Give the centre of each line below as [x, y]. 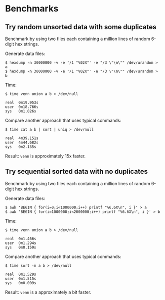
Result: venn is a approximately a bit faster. [48, 292]
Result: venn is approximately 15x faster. [45, 156]
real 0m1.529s [21, 274]
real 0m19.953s [22, 102]
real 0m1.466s [21, 239]
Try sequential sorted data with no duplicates [77, 172]
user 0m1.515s [21, 278]
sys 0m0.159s [21, 247]
